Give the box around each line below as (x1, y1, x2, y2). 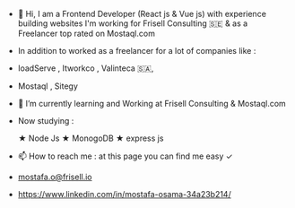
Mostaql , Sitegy (17, 81, 79, 91)
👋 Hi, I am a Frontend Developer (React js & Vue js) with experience (17, 9, 267, 19)
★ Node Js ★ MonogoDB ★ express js (17, 133, 164, 143)
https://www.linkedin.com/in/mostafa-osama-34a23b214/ (17, 189, 231, 199)
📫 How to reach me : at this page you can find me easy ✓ (17, 151, 233, 161)
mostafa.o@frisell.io (17, 171, 92, 182)
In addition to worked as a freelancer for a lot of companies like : (17, 46, 256, 56)
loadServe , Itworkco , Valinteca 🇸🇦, (17, 63, 154, 74)
